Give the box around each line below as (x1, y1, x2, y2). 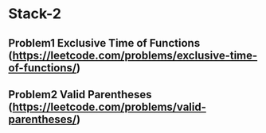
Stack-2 (8, 5, 62, 23)
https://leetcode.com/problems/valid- (12, 100, 207, 113)
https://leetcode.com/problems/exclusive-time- (12, 48, 258, 62)
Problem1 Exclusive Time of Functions (8, 36, 201, 50)
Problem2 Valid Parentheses (8, 88, 153, 101)
